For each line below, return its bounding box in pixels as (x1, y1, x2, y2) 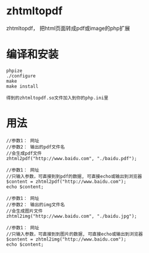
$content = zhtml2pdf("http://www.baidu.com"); (6, 179, 127, 185)
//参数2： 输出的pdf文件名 (6, 144, 66, 150)
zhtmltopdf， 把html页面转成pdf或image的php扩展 (6, 24, 131, 32)
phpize (6, 67, 23, 74)
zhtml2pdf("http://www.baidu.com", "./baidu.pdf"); (6, 155, 137, 161)
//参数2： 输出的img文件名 (6, 201, 66, 208)
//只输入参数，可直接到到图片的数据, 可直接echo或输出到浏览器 (6, 231, 143, 237)
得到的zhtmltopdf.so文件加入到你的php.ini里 (6, 95, 108, 101)
